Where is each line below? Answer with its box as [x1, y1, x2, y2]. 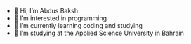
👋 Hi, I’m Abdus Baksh [13, 7, 79, 15]
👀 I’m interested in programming [13, 14, 107, 22]
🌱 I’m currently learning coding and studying [13, 22, 143, 29]
